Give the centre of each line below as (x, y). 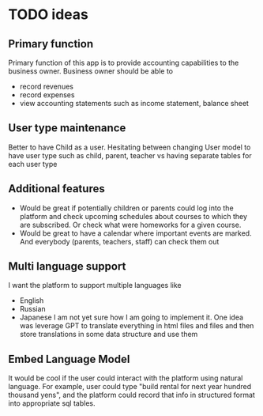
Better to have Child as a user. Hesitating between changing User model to (130, 147)
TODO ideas (48, 15)
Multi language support (67, 267)
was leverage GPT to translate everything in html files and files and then (137, 326)
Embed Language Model (69, 359)
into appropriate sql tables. (52, 403)
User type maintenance (67, 128)
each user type (33, 164)
